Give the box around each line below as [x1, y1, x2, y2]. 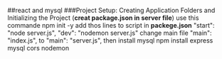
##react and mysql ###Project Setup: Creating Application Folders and [7, 6, 216, 14]
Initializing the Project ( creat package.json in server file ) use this [7, 14, 199, 22]
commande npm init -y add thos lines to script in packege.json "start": [7, 21, 215, 29]
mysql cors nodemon [7, 44, 70, 52]
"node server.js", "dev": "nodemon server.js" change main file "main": [7, 28, 212, 37]
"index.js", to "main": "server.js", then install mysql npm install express [7, 36, 213, 45]
